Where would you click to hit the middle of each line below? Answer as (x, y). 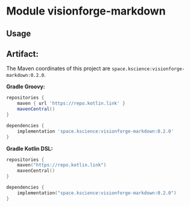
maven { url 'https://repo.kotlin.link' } (71, 103)
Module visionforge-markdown (86, 11)
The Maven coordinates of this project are (58, 68)
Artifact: (23, 54)
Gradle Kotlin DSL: (30, 148)
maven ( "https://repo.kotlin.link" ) (62, 165)
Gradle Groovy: (26, 87)
